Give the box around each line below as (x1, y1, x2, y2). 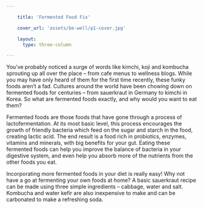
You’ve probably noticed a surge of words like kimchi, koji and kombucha (6, 63, 189, 71)
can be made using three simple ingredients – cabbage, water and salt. (6, 183, 184, 190)
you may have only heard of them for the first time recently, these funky (6, 76, 186, 83)
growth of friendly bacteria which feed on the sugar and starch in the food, (6, 126, 193, 133)
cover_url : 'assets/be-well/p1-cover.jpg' (17, 25, 126, 31)
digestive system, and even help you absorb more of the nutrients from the (6, 152, 193, 159)
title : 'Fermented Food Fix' (17, 14, 91, 20)
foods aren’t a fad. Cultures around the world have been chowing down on (6, 83, 192, 90)
